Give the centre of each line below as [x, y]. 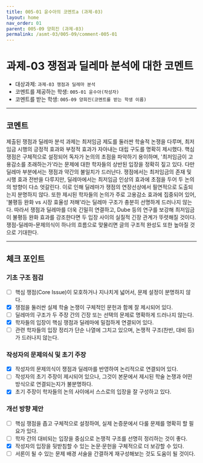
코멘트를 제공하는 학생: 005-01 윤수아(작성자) [67, 92]
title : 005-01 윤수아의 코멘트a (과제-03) [55, 12]
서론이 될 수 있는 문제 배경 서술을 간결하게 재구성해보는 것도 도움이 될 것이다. [105, 453]
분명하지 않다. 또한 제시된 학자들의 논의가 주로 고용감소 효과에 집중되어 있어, [107, 194]
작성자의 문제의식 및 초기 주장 [46, 355]
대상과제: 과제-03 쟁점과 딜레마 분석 [55, 84]
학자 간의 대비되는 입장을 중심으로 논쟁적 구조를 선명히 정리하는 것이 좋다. [101, 438]
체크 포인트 [26, 259]
